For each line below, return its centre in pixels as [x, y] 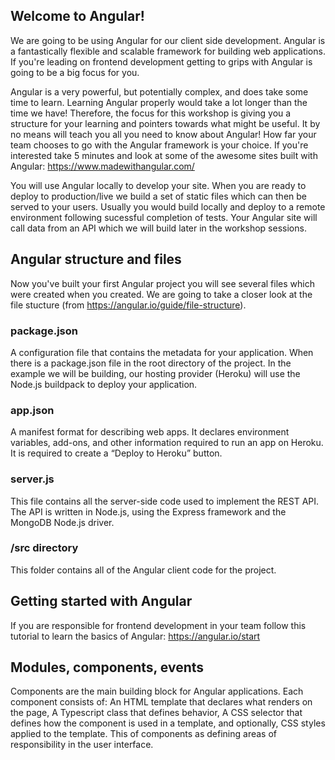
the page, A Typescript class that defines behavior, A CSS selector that [156, 713]
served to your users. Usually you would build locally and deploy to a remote [168, 206]
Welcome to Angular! [77, 16]
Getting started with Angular [101, 601]
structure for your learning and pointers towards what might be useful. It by [165, 123]
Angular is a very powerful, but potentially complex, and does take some [159, 91]
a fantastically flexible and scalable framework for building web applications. [168, 51]
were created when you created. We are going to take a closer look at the [161, 294]
